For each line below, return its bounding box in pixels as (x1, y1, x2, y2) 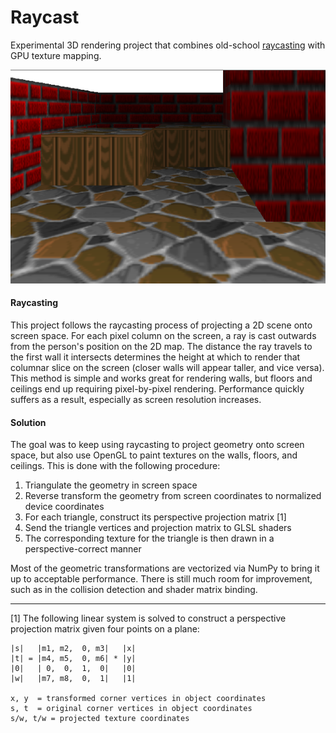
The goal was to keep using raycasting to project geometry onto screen (10, 439, 305, 451)
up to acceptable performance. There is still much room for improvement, (10, 573, 313, 585)
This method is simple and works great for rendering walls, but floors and (10, 372, 313, 385)
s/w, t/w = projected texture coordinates (10, 714, 190, 724)
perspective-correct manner (24, 543, 142, 555)
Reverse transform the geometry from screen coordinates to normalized (24, 490, 322, 502)
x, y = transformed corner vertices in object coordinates (10, 694, 267, 704)
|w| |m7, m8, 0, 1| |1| (10, 674, 137, 684)
